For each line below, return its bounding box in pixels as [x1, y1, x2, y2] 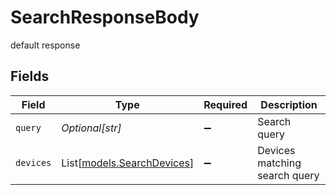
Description [260, 97, 318, 111]
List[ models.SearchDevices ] [61, 156, 195, 170]
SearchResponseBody [10, 6, 200, 29]
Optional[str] [61, 121, 122, 135]
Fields [10, 68, 50, 85]
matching [257, 156, 302, 170]
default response [10, 39, 81, 51]
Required [203, 97, 248, 111]
